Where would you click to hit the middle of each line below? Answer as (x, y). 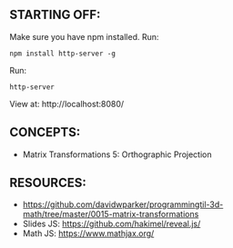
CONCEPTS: (45, 132)
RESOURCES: (48, 183)
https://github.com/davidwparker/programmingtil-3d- (123, 204)
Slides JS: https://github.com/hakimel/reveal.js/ (111, 224)
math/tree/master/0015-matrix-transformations (111, 214)
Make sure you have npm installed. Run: (84, 36)
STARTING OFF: (55, 15)
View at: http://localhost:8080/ (67, 104)
